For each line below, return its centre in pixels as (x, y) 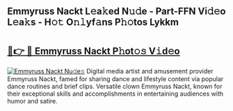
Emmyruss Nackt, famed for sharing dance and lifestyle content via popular (115, 79)
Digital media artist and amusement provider (150, 71)
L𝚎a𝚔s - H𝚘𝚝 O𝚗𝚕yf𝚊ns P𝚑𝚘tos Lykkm (93, 23)
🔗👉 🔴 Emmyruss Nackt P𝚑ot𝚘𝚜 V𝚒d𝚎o (94, 51)
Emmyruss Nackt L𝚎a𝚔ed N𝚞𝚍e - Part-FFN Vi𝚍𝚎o (116, 11)
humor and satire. (32, 101)
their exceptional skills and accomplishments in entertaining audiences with (115, 94)
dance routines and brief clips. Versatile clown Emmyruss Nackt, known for (115, 86)
